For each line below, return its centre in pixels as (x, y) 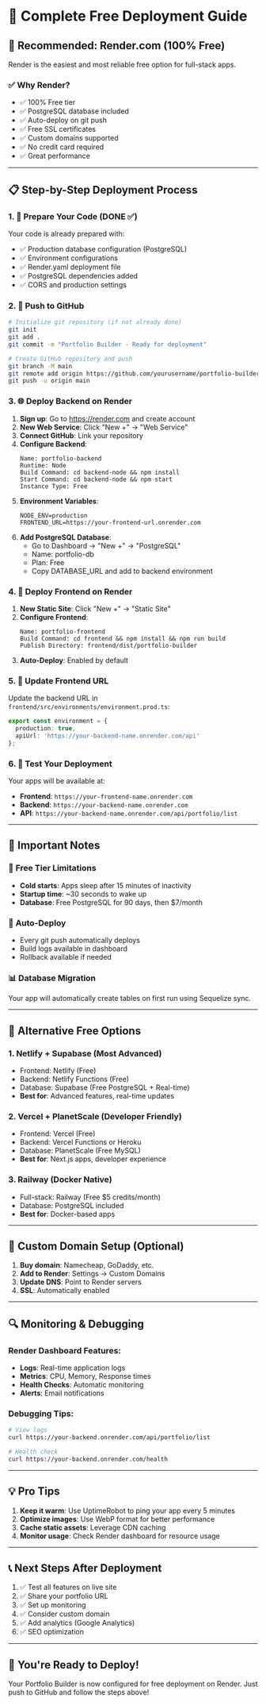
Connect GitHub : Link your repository (82, 435)
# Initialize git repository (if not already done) (95, 322)
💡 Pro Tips (34, 1491)
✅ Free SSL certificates (58, 129)
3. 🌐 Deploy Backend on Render (70, 402)
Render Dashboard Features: (65, 1350)
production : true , (46, 729)
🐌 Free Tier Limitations (52, 868)
